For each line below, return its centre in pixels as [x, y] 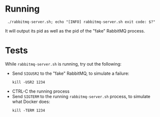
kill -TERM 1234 [28, 110]
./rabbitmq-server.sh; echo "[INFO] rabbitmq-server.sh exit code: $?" [81, 22]
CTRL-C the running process [41, 91]
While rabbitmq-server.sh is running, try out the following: [63, 64]
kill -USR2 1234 [28, 82]
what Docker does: [31, 101]
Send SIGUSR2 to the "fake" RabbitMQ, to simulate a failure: [71, 73]
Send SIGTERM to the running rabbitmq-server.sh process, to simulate [81, 96]
